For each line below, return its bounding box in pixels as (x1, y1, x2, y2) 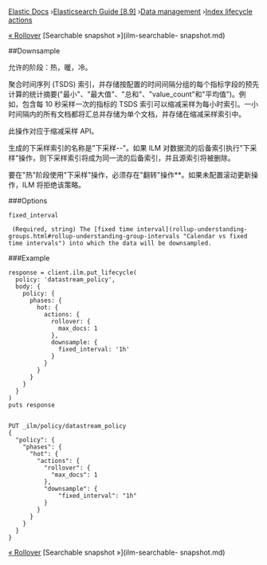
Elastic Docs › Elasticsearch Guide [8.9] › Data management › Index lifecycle (8, 7, 253, 16)
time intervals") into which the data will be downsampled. (8, 239, 213, 247)
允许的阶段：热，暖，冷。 (8, 63, 92, 72)
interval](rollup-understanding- (136, 226, 248, 233)
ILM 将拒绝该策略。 (22, 180, 86, 190)
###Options (8, 196, 48, 206)
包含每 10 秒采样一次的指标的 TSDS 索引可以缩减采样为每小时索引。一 (22, 100, 252, 108)
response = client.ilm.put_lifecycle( (8, 269, 137, 277)
